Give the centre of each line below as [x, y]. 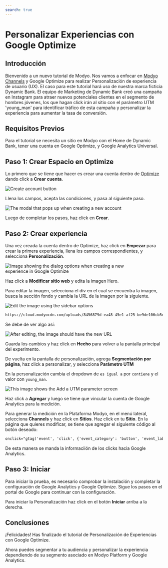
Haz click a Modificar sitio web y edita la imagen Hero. [62, 281]
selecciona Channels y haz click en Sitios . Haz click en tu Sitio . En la [77, 419]
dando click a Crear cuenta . [34, 179]
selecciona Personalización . [35, 256]
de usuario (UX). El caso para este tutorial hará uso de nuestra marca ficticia [84, 86]
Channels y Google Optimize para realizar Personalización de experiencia [81, 81]
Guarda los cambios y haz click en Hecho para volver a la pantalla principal [83, 344]
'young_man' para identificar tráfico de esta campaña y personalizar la [78, 108]
